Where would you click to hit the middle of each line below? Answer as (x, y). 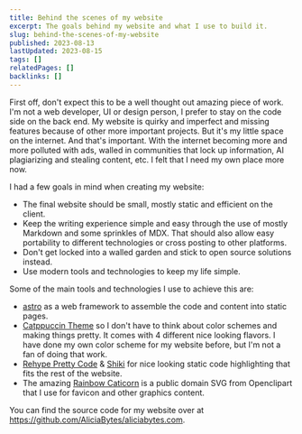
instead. (37, 262)
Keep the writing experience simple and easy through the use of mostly (155, 223)
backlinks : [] (36, 77)
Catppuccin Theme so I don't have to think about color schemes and (150, 325)
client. (34, 214)
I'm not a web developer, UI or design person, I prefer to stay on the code (146, 111)
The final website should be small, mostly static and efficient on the (147, 204)
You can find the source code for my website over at (107, 410)
